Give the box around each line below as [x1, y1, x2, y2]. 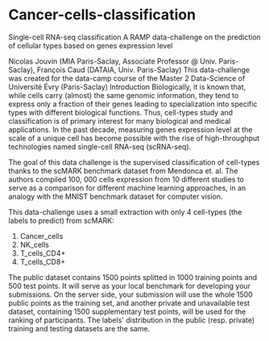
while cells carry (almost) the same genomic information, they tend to [8, 90, 239, 100]
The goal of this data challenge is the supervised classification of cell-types [8, 157, 260, 166]
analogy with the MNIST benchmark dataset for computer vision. [8, 191, 223, 201]
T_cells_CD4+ [19, 248, 66, 258]
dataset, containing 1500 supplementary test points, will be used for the [8, 306, 246, 316]
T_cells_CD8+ [19, 257, 66, 266]
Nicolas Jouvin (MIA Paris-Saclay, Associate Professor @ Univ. [8, 56, 217, 66]
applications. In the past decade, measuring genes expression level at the [8, 125, 253, 134]
